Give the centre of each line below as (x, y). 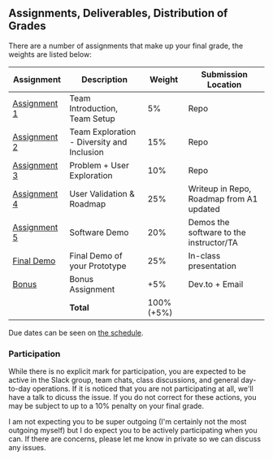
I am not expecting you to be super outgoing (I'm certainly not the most (128, 422)
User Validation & (102, 193)
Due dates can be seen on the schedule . (76, 332)
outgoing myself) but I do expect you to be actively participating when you (133, 431)
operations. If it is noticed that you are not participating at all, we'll (143, 388)
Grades (27, 26)
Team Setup (92, 119)
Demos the (209, 222)
